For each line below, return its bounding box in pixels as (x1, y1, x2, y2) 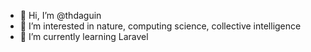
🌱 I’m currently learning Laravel (19, 31, 149, 42)
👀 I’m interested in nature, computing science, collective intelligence (19, 20, 302, 32)
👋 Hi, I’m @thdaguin (19, 10, 102, 21)
